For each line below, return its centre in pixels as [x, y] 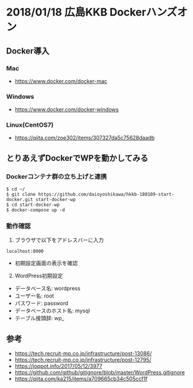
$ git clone [21, 195]
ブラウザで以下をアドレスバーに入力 [59, 240]
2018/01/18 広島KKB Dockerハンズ [92, 12]
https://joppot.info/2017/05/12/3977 [58, 366]
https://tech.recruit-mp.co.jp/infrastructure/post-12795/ [83, 360]
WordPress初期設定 [39, 276]
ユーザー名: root [34, 296]
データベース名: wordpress [47, 289]
